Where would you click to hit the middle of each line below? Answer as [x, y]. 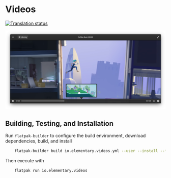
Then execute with [25, 161]
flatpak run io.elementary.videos [51, 171]
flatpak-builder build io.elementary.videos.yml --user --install [86, 151]
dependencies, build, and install [39, 141]
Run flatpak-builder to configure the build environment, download [76, 136]
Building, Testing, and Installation [59, 123]
